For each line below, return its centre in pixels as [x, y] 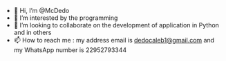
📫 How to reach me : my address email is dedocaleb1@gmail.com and [114, 40]
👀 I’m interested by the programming [66, 18]
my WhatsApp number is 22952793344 [70, 50]
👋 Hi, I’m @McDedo [41, 11]
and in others [32, 32]
